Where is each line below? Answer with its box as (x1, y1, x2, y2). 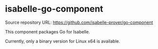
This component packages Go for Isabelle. (5, 29, 90, 34)
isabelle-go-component (5, 3, 104, 15)
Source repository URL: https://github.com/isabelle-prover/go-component (5, 19, 153, 25)
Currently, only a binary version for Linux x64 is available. (5, 38, 121, 44)
